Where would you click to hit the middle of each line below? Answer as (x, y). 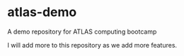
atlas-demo (42, 12)
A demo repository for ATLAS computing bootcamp (82, 31)
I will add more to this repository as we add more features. (92, 45)
